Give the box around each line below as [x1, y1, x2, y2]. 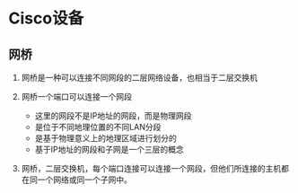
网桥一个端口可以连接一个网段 [21, 92, 132, 101]
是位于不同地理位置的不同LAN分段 [34, 122, 162, 132]
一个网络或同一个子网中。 [37, 174, 132, 185]
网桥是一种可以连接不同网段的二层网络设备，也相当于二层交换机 [21, 73, 258, 83]
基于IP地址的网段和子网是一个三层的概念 [34, 145, 185, 154]
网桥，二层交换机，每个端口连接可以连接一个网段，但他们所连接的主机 [21, 163, 282, 173]
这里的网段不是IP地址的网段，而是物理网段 [34, 110, 192, 121]
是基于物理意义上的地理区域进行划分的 [34, 133, 177, 144]
